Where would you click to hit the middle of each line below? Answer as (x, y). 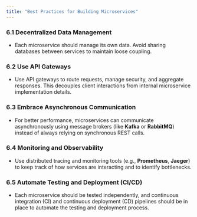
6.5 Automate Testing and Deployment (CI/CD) (74, 182)
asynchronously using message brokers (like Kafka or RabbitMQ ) (95, 126)
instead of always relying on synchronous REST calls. (80, 133)
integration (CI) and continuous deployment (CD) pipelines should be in (101, 202)
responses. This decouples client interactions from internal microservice (103, 86)
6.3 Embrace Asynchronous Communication (71, 107)
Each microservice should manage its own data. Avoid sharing (90, 45)
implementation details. (43, 92)
